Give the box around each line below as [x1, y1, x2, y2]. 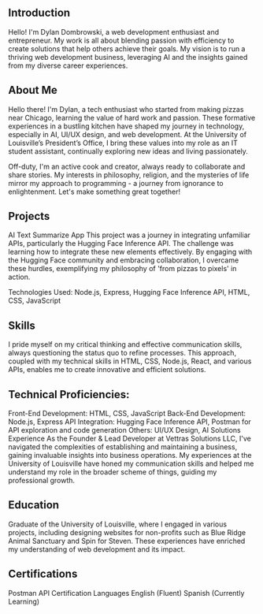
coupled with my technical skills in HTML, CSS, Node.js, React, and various [8, 356, 252, 366]
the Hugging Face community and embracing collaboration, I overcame [8, 255, 239, 265]
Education [8, 498, 60, 512]
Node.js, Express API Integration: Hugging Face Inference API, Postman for [8, 417, 252, 426]
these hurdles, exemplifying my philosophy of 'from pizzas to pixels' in [8, 264, 237, 274]
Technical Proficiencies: [8, 388, 130, 401]
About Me [8, 84, 57, 97]
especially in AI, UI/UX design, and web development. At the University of [8, 129, 246, 139]
